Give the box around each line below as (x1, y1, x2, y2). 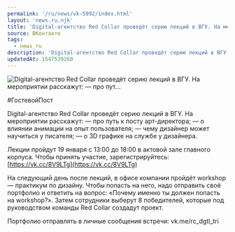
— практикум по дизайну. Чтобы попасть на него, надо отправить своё (7, 181, 222, 189)
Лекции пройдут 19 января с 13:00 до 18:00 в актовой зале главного (7, 145, 211, 154)
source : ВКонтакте (7, 29, 61, 37)
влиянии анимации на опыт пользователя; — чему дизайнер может (7, 124, 210, 133)
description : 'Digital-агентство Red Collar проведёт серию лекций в (7, 50, 215, 57)
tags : (7, 36, 23, 43)
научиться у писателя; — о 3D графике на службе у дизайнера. (7, 131, 198, 140)
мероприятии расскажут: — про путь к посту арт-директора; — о (7, 117, 205, 125)
